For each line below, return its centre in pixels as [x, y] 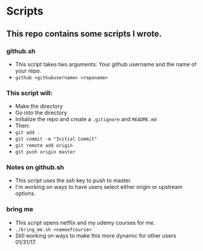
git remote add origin [44, 146]
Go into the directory [41, 113]
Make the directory [39, 106]
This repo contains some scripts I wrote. [84, 34]
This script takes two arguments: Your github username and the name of [106, 64]
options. [25, 194]
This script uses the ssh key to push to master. [73, 180]
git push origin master [45, 152]
